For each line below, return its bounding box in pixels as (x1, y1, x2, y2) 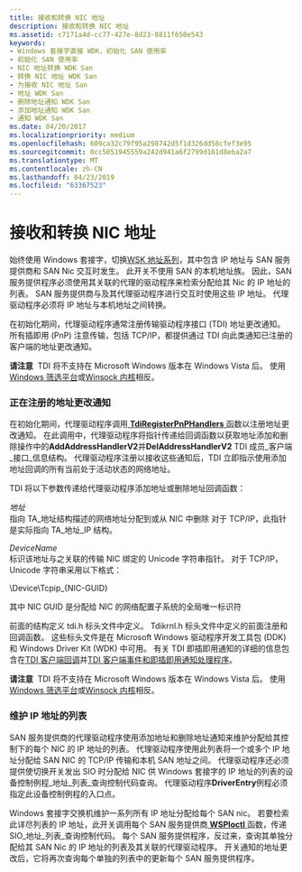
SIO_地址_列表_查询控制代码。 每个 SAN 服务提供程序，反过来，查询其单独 (9, 830, 286, 840)
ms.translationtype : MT (9, 155, 99, 165)
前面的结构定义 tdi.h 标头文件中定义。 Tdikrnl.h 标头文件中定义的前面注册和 (9, 620, 288, 632)
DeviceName (9, 543, 58, 553)
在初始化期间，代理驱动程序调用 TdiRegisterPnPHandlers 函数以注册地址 (9, 419, 282, 430)
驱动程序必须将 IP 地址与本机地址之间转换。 (9, 300, 171, 311)
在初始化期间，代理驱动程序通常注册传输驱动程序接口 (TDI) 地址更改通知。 (9, 319, 286, 329)
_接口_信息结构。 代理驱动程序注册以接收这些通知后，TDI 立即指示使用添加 (9, 452, 287, 463)
